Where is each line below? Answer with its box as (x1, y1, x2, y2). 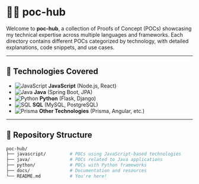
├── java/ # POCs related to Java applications (6, 157, 163, 163)
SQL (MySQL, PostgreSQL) (32, 101, 99, 108)
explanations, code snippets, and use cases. (6, 44, 115, 51)
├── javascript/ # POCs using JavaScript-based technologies (6, 151, 182, 157)
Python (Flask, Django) (39, 95, 97, 102)
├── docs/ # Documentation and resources (6, 168, 147, 174)
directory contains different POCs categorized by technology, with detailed (6, 37, 189, 44)
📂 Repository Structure (6, 130, 92, 140)
